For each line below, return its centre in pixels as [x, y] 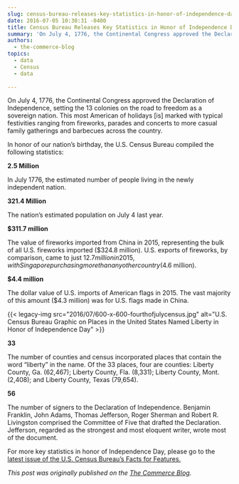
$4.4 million [26, 279]
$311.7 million [28, 229]
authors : [20, 41]
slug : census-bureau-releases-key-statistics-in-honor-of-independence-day [122, 14]
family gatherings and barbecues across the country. [85, 131]
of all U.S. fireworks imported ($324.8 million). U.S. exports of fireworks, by [118, 250]
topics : [19, 54]
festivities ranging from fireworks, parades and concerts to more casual [112, 123]
